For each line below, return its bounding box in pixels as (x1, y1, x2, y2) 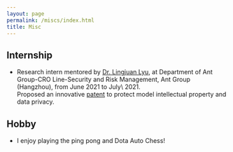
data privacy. (16, 97, 55, 106)
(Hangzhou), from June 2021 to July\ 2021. (16, 83, 141, 91)
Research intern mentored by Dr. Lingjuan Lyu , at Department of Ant (16, 68, 213, 76)
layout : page (6, 10, 45, 18)
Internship (6, 49, 53, 61)
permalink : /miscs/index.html (6, 17, 95, 24)
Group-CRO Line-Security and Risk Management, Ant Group (16, 75, 190, 84)
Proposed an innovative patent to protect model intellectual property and (16, 90, 227, 99)
